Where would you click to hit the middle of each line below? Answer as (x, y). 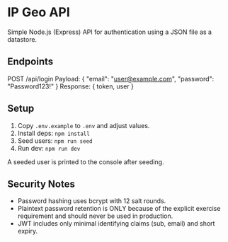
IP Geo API (39, 12)
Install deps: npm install (53, 133)
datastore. (22, 39)
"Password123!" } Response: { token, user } (71, 86)
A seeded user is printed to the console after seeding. (86, 162)
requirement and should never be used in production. (95, 216)
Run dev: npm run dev (49, 148)
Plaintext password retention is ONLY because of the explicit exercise (119, 209)
